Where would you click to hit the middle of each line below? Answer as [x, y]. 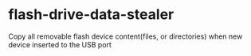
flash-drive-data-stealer [91, 15]
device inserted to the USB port [60, 44]
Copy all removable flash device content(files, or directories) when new [125, 36]
